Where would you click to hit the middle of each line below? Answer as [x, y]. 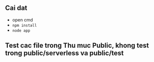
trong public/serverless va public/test [64, 53]
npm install [24, 25]
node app [21, 31]
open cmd [22, 20]
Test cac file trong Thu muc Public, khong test [77, 46]
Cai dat [16, 8]
